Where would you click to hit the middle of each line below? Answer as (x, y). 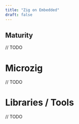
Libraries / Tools (40, 103)
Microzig (24, 68)
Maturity (19, 35)
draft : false (19, 15)
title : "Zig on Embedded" (32, 10)
